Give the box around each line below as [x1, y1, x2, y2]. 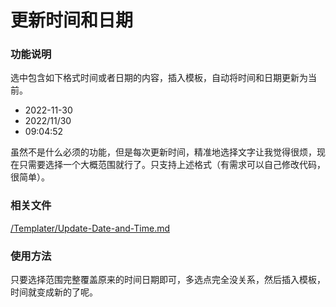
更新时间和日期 [10, 9, 134, 32]
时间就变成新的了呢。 [10, 286, 98, 298]
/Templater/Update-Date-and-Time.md [10, 222, 171, 234]
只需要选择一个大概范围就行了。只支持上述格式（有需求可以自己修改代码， [18, 159, 326, 171]
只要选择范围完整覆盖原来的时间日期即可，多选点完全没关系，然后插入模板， [10, 274, 326, 286]
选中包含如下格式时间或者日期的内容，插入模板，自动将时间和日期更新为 [10, 72, 308, 84]
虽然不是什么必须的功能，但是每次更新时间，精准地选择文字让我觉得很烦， [10, 146, 317, 158]
